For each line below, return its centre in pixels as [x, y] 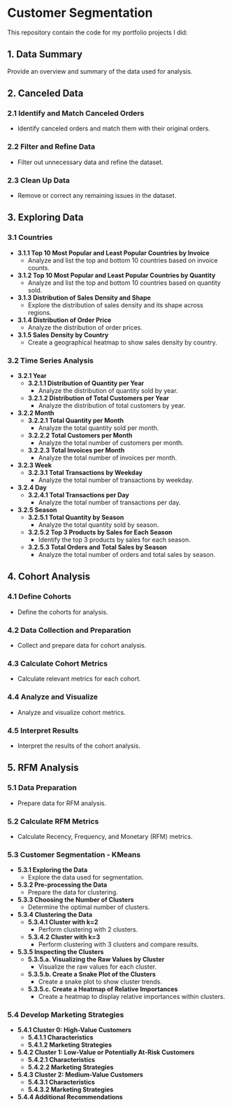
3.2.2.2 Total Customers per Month [80, 436]
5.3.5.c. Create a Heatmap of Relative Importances [103, 989]
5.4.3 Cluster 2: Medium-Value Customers [80, 1075]
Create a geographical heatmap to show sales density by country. [123, 342]
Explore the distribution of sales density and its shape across [116, 305]
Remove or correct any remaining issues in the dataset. [97, 196]
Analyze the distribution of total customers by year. [112, 405]
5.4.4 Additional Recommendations [70, 1097]
